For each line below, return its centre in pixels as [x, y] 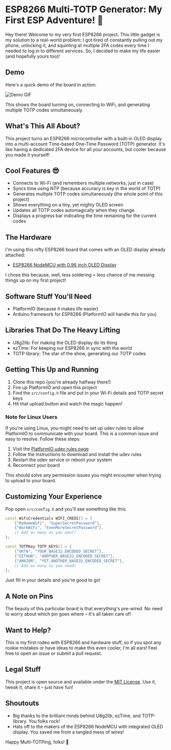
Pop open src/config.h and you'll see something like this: [66, 509]
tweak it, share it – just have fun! [39, 687]
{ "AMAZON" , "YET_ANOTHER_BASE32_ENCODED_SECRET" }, [69, 561]
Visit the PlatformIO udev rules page [51, 448]
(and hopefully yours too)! [33, 56]
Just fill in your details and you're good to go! [53, 580]
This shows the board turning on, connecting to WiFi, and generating [78, 104]
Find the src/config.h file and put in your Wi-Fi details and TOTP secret [88, 393]
